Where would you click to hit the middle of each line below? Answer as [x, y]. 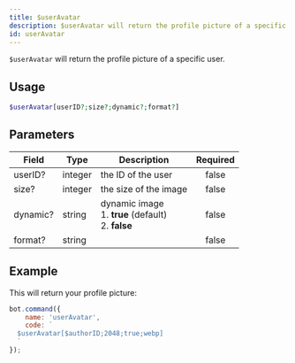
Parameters [42, 135]
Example [34, 271]
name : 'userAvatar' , [63, 317]
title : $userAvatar [45, 17]
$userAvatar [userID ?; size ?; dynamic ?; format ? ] [94, 107]
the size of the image [144, 189]
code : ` [39, 325]
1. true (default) [134, 214]
